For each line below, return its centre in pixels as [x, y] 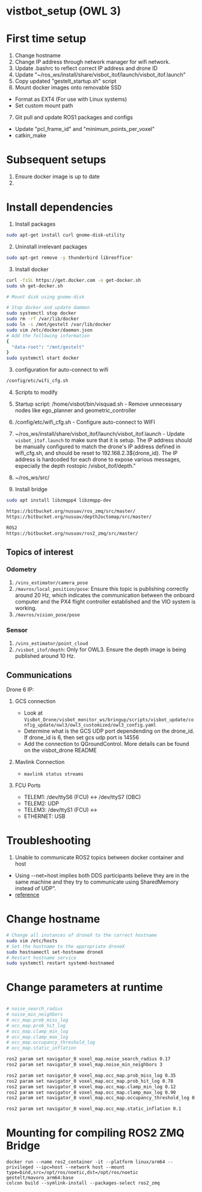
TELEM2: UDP [41, 803]
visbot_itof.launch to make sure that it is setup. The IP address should [103, 440]
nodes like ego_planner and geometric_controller [75, 410]
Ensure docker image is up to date [57, 177]
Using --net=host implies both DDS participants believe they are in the [102, 876]
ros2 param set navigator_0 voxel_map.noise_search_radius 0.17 [88, 1059]
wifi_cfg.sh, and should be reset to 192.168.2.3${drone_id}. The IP [96, 453]
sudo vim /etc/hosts [32, 941]
